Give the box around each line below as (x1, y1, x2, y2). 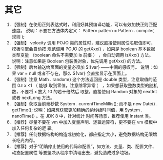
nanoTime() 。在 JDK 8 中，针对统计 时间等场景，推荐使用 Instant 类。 (11, 113, 154, 119)
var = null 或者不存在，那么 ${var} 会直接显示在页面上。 (17, 70, 130, 76)
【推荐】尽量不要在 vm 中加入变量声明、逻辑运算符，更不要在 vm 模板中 (11, 119, 157, 125)
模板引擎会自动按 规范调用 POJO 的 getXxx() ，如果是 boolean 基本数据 (11, 46, 156, 52)
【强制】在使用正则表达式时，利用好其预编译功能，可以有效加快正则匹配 (11, 21, 157, 27)
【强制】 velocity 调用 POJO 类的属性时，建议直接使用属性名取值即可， (11, 40, 156, 45)
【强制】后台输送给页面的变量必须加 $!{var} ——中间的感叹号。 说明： (11, 64, 154, 70)
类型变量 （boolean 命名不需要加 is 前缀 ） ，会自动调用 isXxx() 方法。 (11, 52, 154, 58)
